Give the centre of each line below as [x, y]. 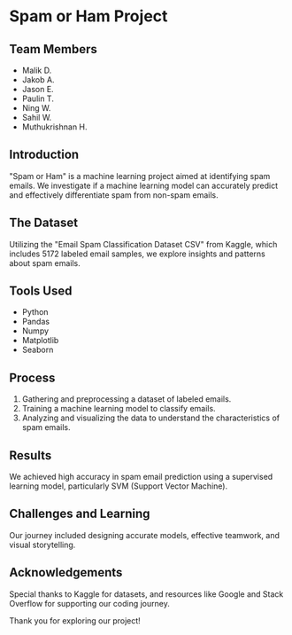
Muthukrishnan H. [54, 127]
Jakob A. [38, 80]
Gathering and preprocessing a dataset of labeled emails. [127, 399]
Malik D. [37, 70]
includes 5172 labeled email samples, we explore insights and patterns [137, 254]
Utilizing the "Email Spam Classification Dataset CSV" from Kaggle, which [143, 244]
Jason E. [38, 89]
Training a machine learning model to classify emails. [119, 409]
